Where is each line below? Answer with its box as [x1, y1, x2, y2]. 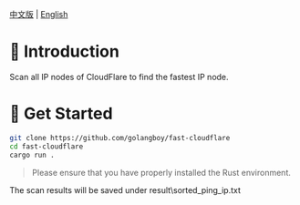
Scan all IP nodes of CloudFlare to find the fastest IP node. [9, 71, 230, 82]
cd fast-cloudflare [9, 141, 84, 151]
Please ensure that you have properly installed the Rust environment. [31, 167, 292, 178]
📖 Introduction [9, 41, 120, 62]
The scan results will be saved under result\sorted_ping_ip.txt [9, 184, 242, 195]
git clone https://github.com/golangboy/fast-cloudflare [9, 133, 231, 142]
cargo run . [9, 150, 55, 159]
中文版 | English [9, 9, 68, 19]
